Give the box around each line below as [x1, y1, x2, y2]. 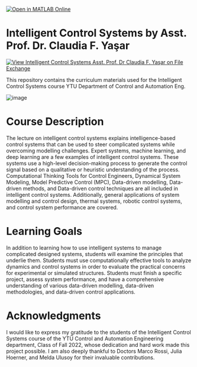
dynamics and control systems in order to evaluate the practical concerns [6, 263, 186, 270]
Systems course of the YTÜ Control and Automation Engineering [6, 335, 164, 342]
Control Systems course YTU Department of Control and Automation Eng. [6, 82, 186, 90]
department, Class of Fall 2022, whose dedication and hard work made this [6, 341, 190, 348]
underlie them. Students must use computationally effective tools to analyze [6, 257, 192, 264]
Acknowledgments [6, 309, 102, 323]
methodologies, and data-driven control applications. [6, 288, 136, 295]
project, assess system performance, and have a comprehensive [6, 276, 164, 283]
